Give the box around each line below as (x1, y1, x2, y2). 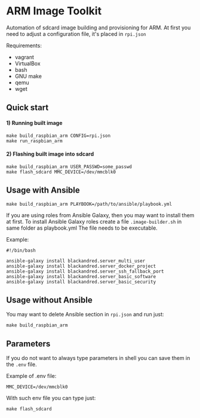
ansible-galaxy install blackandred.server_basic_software (6, 273, 156, 279)
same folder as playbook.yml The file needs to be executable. (6, 224, 158, 231)
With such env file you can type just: (6, 395, 96, 402)
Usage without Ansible (6, 295, 93, 305)
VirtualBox (14, 60, 41, 67)
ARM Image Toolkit (6, 4, 102, 18)
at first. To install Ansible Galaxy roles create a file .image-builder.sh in (6, 218, 182, 225)
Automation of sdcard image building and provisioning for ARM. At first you (6, 24, 191, 31)
